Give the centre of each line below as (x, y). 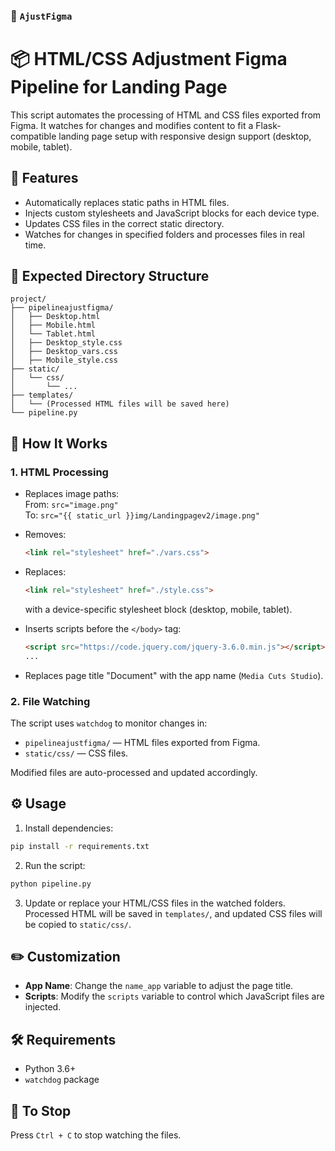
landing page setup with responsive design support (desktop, (185, 136)
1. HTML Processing (59, 472)
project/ (28, 299)
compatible (33, 136)
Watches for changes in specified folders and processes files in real (164, 234)
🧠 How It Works (59, 443)
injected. (43, 1007)
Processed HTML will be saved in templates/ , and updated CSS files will (173, 913)
